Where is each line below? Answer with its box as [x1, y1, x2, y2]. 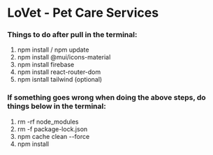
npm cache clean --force [17, 132, 90, 140]
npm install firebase [17, 61, 75, 69]
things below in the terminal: [7, 101, 106, 111]
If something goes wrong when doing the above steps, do [7, 93, 206, 103]
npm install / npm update [17, 45, 89, 54]
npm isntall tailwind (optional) [17, 75, 103, 84]
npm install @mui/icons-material [17, 53, 111, 61]
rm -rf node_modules [17, 117, 79, 126]
